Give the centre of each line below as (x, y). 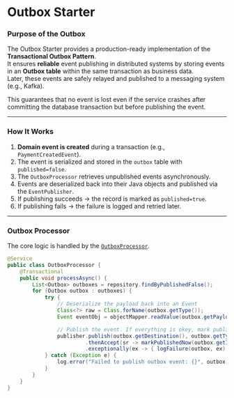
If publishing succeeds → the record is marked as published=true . (112, 199)
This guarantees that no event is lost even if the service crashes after (107, 100)
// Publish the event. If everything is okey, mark (133, 329)
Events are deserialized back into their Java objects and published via (117, 184)
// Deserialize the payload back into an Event (127, 304)
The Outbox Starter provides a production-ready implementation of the (109, 49)
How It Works (31, 132)
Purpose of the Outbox (46, 34)
